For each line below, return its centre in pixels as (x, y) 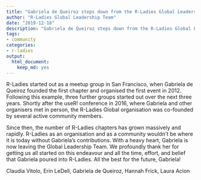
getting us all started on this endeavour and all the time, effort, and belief (96, 153)
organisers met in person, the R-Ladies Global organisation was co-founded (100, 110)
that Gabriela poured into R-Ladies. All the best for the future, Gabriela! (94, 160)
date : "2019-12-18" (31, 23)
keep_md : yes (33, 67)
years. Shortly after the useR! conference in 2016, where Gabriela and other (99, 103)
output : (16, 56)
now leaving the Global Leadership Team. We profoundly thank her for (93, 147)
